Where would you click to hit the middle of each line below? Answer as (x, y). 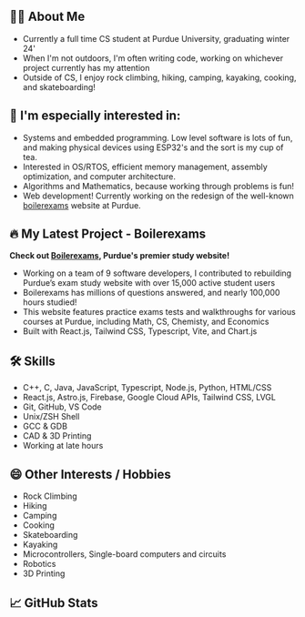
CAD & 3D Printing (57, 436)
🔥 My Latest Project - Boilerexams (108, 234)
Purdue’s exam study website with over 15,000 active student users (149, 283)
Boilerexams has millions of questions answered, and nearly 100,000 (151, 293)
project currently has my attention (86, 67)
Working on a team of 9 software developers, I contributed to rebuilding (157, 273)
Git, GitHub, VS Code (62, 407)
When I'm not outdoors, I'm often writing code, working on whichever (153, 58)
